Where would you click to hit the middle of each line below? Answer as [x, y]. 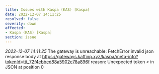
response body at [23, 56]
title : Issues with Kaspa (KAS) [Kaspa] [48, 10]
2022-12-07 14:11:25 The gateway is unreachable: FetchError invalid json [79, 51]
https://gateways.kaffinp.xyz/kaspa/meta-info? [90, 56]
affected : [15, 28]
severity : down [21, 23]
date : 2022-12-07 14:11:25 [33, 14]
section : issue [21, 37]
